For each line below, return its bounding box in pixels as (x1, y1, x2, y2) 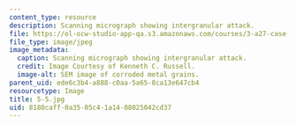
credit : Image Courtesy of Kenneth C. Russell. (17, 62, 196, 71)
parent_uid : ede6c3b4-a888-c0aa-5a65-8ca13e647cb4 (9, 78, 200, 87)
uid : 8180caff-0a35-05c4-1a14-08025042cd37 (9, 103, 172, 112)
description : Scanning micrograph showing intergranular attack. (9, 21, 255, 30)
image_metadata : (9, 46, 69, 55)
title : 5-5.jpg (9, 94, 65, 104)
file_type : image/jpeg (9, 37, 93, 47)
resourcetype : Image (9, 86, 86, 95)
